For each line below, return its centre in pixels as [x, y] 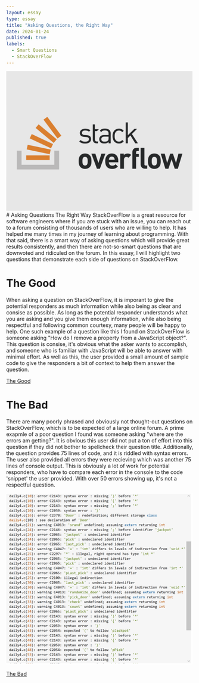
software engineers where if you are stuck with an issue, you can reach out [99, 221]
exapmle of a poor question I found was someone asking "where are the [95, 434]
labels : [16, 44]
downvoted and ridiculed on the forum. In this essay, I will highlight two [93, 252]
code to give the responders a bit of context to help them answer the [91, 363]
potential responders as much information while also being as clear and [94, 306]
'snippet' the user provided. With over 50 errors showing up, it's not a [92, 478]
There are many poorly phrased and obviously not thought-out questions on [99, 421]
